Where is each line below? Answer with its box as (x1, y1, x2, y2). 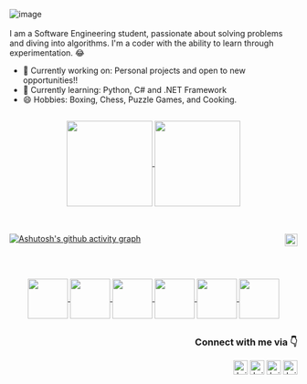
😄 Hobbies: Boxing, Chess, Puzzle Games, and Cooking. (22, 94, 238, 105)
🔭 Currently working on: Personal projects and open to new (22, 65, 247, 76)
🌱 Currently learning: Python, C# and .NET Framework (22, 85, 227, 95)
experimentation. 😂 (9, 47, 85, 58)
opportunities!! (22, 75, 79, 86)
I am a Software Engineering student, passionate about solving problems (9, 28, 283, 38)
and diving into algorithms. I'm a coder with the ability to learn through (9, 37, 274, 48)
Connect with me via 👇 (195, 336, 298, 348)
